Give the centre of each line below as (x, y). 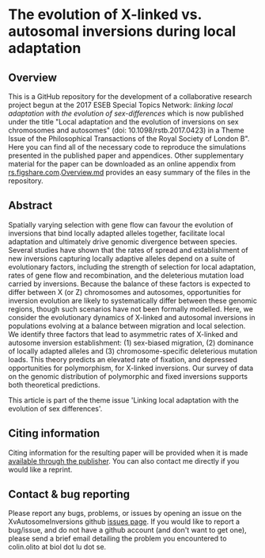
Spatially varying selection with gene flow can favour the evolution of (121, 224)
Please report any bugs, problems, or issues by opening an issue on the (125, 514)
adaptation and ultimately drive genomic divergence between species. (123, 241)
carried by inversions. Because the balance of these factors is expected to (129, 284)
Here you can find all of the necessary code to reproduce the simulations (127, 147)
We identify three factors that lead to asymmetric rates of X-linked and (123, 334)
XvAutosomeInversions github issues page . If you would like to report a (124, 522)
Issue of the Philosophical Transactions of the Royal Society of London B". (129, 139)
